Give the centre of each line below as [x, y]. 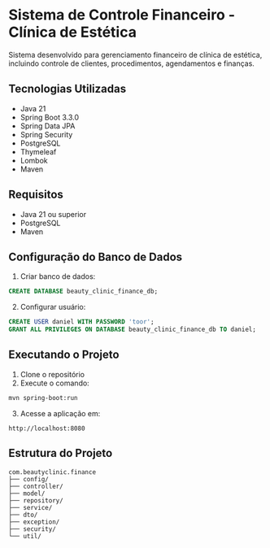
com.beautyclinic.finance [52, 472]
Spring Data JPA [48, 126]
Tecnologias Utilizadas [67, 89]
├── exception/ [34, 522]
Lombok [34, 160]
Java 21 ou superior [53, 214]
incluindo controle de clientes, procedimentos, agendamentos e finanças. [131, 63]
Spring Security [46, 134]
